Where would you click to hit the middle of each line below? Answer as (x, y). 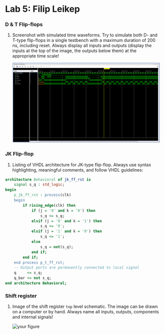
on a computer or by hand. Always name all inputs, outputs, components (85, 312)
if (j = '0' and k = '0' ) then (63, 211)
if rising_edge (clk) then (49, 205)
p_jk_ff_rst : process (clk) (42, 195)
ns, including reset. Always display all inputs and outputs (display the (82, 46)
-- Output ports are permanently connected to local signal (77, 268)
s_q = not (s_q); (57, 247)
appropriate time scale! (36, 56)
